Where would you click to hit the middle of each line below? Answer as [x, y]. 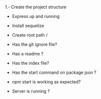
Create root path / [30, 35]
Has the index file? [30, 63]
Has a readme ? [28, 54]
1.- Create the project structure [36, 7]
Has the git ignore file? [34, 44]
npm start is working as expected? [46, 82]
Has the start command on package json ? [54, 72]
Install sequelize [28, 26]
